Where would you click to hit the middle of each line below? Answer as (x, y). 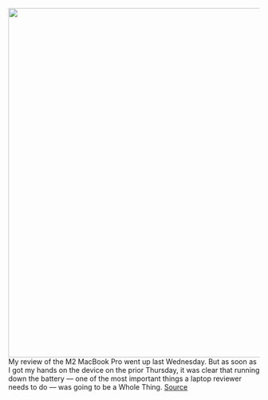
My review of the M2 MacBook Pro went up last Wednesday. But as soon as (132, 362)
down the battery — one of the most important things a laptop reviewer (125, 378)
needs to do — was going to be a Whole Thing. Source (98, 387)
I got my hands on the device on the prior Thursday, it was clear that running (134, 370)
